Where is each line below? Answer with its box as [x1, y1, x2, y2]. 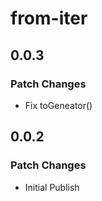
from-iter [10, 7, 88, 30]
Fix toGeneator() [24, 99, 93, 111]
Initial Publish [24, 181, 80, 193]
